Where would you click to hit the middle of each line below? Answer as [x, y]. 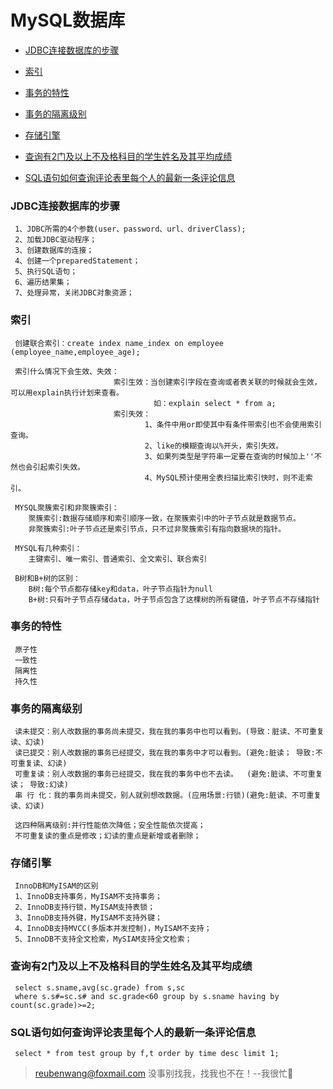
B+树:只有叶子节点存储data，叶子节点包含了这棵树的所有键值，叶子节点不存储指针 [174, 599]
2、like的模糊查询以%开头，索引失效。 [214, 446]
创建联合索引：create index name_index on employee [119, 343]
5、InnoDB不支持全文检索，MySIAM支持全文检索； [103, 939]
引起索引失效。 [58, 467]
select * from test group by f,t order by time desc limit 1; [147, 1054]
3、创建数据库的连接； [54, 251]
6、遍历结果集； [43, 282]
